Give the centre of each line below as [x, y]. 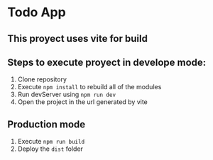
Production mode [47, 124]
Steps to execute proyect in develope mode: [107, 62]
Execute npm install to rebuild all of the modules [89, 87]
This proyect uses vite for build [77, 39]
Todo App [37, 12]
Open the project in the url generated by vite [82, 102]
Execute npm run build [51, 142]
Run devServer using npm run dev [66, 95]
